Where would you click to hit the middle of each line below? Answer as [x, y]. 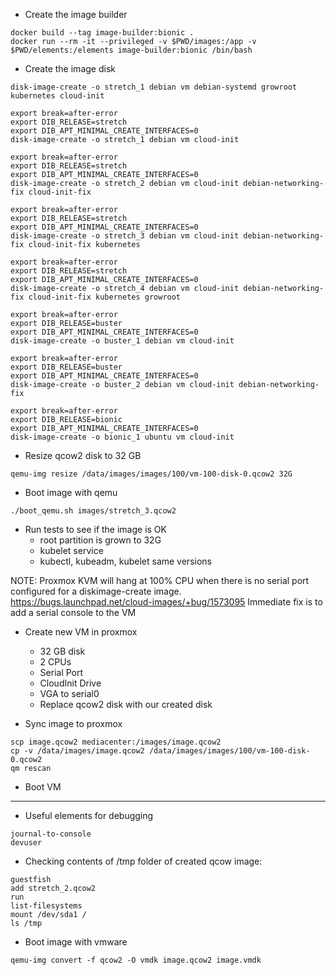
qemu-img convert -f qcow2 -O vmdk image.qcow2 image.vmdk [136, 960]
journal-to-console [51, 834]
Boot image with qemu [71, 492]
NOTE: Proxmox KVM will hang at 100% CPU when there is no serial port [160, 580]
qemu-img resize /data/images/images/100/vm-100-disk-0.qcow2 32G [151, 474]
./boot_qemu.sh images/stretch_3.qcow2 [93, 511]
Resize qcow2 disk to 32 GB [83, 455]
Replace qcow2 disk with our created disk [126, 704]
